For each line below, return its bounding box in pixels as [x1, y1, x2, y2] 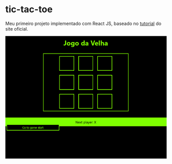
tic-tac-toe [5, 4, 53, 15]
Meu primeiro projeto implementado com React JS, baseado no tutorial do [5, 20, 162, 26]
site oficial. [5, 25, 28, 32]
